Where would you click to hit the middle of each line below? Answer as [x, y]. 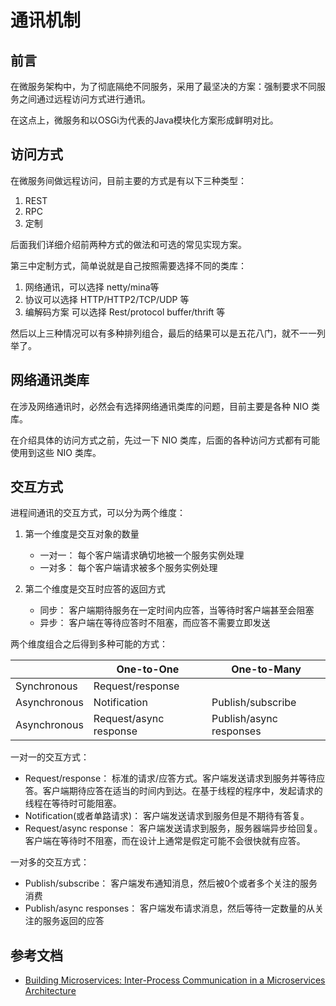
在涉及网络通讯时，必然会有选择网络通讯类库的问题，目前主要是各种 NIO [159, 406]
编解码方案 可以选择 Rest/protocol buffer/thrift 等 [125, 312]
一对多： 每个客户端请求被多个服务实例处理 [128, 568]
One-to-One [148, 669]
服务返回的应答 [73, 921]
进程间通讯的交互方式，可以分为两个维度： [98, 513]
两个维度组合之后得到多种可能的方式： [89, 644]
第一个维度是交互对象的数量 [82, 534]
